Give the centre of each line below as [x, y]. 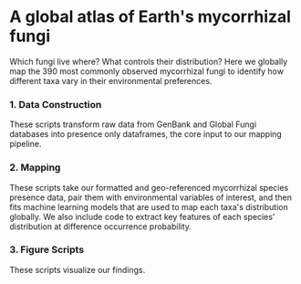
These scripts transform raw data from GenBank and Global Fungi [133, 124]
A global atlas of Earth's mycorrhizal [150, 17]
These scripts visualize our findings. [78, 269]
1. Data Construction [56, 104]
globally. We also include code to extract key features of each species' [142, 216]
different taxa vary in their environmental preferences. [111, 80]
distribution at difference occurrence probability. [100, 226]
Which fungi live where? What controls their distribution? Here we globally [149, 61]
